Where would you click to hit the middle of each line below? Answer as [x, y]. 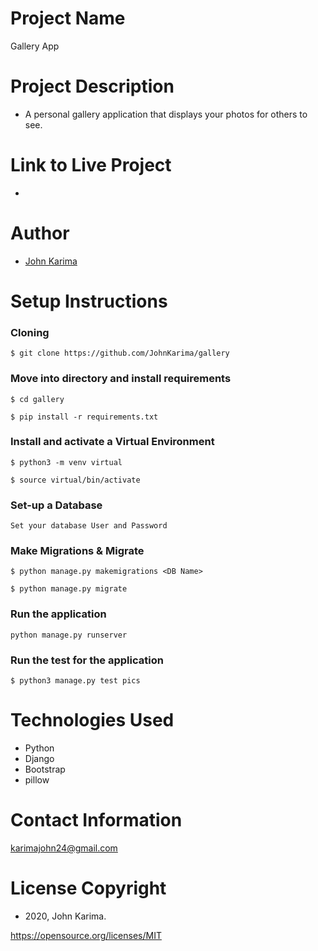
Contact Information [96, 820]
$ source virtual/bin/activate [75, 480]
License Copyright [88, 888]
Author [40, 233]
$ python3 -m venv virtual [66, 462]
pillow [37, 779]
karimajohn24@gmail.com [64, 848]
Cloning [30, 332]
